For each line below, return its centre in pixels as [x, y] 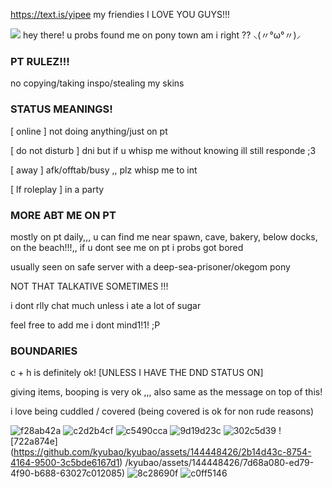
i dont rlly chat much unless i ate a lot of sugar [106, 305]
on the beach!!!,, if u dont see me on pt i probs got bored [127, 247]
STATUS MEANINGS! [61, 109]
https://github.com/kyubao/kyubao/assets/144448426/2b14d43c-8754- [162, 452]
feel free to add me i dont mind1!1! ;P [85, 325]
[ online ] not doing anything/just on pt [89, 131]
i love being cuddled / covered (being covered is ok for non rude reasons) [162, 411]
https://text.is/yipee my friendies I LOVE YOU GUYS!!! [120, 14]
